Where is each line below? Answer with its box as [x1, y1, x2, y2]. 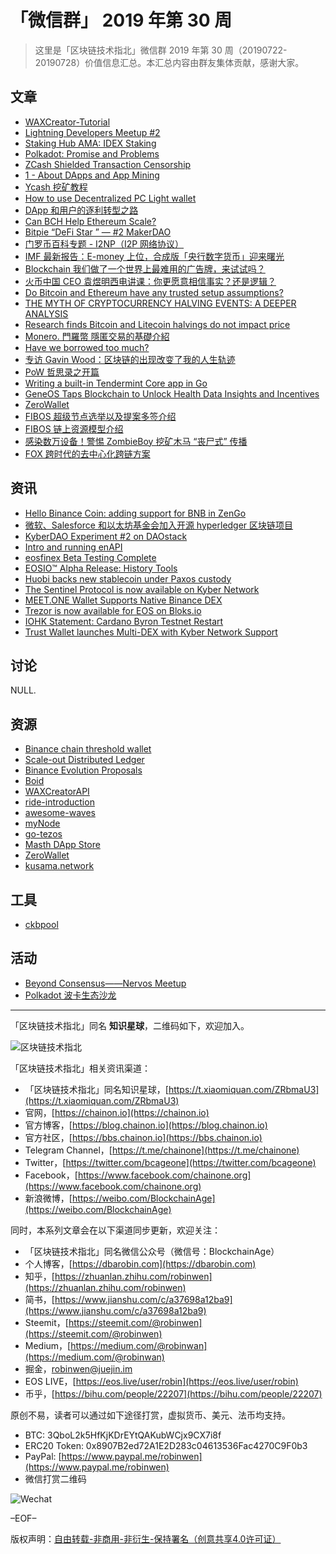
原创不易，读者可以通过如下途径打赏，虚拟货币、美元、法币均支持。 [10, 1409, 291, 1421]
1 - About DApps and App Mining [24, 169, 160, 181]
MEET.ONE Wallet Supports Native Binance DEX [24, 594, 223, 606]
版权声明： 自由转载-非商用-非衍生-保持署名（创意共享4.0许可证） [10, 1532, 282, 1545]
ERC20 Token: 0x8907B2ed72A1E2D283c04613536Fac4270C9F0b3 [24, 1439, 308, 1451]
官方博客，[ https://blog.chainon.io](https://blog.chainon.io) [24, 1119, 268, 1131]
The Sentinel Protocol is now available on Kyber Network [24, 583, 260, 595]
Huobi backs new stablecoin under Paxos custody [24, 572, 232, 585]
